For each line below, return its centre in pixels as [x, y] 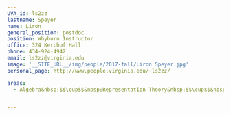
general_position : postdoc [46, 33]
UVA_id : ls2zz [27, 13]
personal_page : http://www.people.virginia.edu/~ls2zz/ [89, 71]
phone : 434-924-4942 [37, 52]
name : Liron [24, 26]
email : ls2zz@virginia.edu [46, 58]
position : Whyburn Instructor [51, 39]
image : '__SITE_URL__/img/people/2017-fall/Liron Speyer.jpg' [98, 64]
